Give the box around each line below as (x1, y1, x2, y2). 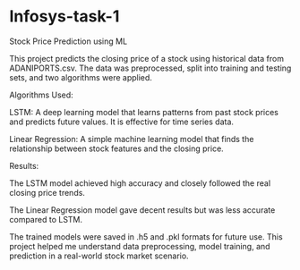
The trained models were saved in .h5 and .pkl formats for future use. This (9, 231, 284, 242)
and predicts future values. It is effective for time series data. (9, 116, 235, 127)
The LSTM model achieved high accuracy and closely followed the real (9, 177, 271, 189)
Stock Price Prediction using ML (9, 36, 128, 46)
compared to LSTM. (9, 214, 83, 224)
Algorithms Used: (9, 89, 73, 100)
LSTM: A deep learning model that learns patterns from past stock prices (9, 106, 279, 117)
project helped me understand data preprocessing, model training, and (9, 240, 270, 251)
